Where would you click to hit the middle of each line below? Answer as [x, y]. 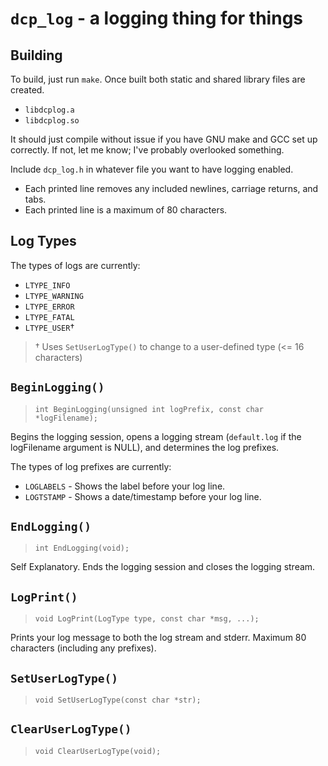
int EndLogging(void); [82, 548]
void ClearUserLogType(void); [98, 751]
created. [27, 90]
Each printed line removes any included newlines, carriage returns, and [171, 188]
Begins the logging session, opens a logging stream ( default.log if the [156, 436]
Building [36, 55]
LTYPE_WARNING [54, 296]
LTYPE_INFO [47, 285]
